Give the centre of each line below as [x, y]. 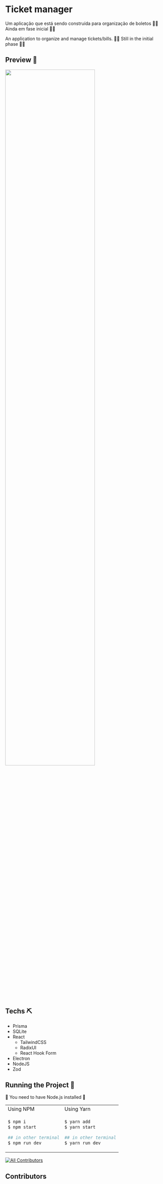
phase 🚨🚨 [15, 44]
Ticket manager [39, 9]
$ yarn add [77, 1122]
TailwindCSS [33, 1042]
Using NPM [21, 1109]
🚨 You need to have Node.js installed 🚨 [45, 1097]
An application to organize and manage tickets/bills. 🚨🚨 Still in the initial [79, 39]
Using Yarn [77, 1109]
